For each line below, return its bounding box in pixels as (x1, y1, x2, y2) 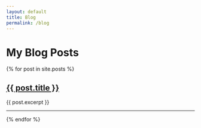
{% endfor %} (6, 116, 41, 123)
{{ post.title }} (6, 83, 60, 93)
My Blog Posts (6, 45, 79, 59)
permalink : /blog (6, 20, 50, 26)
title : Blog (6, 14, 36, 20)
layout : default (6, 8, 47, 15)
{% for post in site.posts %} (6, 65, 75, 72)
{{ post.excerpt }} (6, 99, 50, 106)
